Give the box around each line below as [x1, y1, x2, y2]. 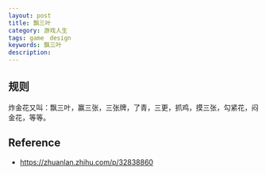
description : [8, 49, 52, 56]
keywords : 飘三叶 [8, 41, 62, 49]
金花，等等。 [8, 112, 50, 122]
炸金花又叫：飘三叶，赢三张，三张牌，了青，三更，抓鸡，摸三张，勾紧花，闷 [8, 103, 259, 112]
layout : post [8, 11, 52, 20]
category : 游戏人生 [8, 26, 68, 34]
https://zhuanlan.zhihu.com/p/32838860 [19, 157, 153, 167]
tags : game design [8, 33, 71, 42]
